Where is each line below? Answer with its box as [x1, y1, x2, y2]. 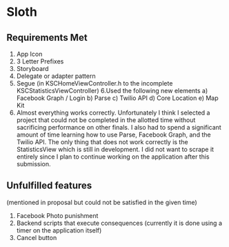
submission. [16, 160, 51, 168]
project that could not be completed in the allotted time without [16, 116, 196, 124]
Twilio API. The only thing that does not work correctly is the [16, 138, 188, 146]
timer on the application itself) [16, 226, 102, 235]
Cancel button [16, 233, 57, 241]
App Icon [16, 50, 43, 58]
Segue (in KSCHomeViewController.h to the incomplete [16, 79, 173, 87]
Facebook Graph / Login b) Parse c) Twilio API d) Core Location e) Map [16, 94, 219, 102]
